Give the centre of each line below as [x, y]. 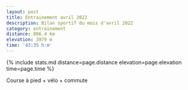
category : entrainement [36, 28]
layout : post [23, 12]
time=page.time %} [30, 68]
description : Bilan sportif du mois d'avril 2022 [70, 23]
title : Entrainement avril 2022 [47, 17]
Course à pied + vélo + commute [47, 80]
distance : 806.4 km [31, 34]
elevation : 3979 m [29, 40]
